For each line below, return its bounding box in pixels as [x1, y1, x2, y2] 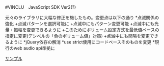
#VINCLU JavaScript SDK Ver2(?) [5, 4, 76, 10]
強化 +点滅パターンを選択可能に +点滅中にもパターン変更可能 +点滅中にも [5, 21, 155, 26]
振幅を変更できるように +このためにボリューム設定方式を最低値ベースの [13, 27, 160, 33]
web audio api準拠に [13, 45, 55, 51]
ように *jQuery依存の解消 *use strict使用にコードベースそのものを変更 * [9, 39, 155, 45]
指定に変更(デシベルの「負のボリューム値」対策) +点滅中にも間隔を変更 [5, 33, 150, 39]
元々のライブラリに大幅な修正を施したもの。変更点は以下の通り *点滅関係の [5, 15, 159, 21]
